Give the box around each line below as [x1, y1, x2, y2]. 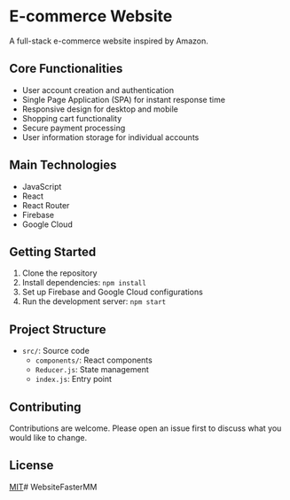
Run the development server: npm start [21, 296, 167, 307]
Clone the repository [21, 268, 98, 278]
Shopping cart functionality [21, 113, 122, 123]
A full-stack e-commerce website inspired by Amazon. [9, 35, 208, 46]
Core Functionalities [9, 61, 123, 76]
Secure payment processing [21, 122, 126, 133]
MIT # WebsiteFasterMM [9, 481, 98, 492]
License [9, 458, 54, 473]
